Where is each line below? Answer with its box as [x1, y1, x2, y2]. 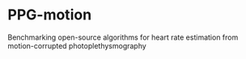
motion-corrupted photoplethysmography [7, 40, 146, 50]
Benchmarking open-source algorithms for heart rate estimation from [7, 32, 239, 42]
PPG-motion [7, 6, 92, 24]
